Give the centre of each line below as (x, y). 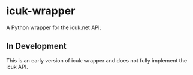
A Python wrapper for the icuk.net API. (54, 27)
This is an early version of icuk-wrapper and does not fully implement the (97, 60)
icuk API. (17, 67)
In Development (37, 46)
